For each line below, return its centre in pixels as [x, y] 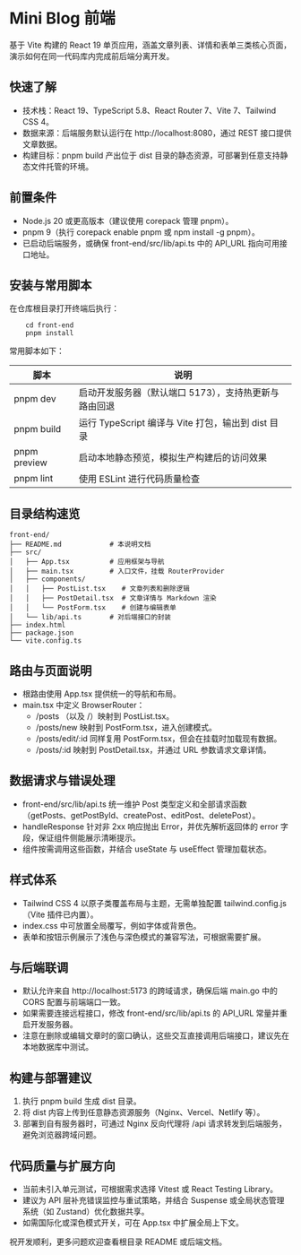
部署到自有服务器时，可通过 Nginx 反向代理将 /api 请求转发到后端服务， [154, 1124]
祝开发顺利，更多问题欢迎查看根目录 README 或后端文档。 [118, 1242]
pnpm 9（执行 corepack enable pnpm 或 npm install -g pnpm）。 [141, 232]
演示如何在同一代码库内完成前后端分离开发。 [92, 56]
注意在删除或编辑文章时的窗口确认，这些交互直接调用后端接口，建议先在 [155, 1035]
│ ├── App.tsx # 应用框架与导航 [87, 562]
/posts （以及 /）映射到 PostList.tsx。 [105, 716]
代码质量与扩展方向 [62, 1166]
